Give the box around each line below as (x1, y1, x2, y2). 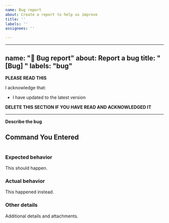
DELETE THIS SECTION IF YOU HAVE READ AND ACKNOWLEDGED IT (5, 104, 152, 110)
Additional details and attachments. (5, 213, 78, 219)
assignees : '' (5, 26, 35, 31)
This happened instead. (5, 189, 54, 195)
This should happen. (5, 165, 48, 171)
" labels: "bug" (24, 61, 73, 70)
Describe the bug (5, 119, 42, 125)
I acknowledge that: (5, 84, 46, 90)
